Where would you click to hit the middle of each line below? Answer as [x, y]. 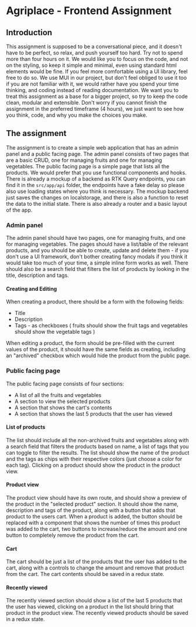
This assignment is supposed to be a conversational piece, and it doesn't [94, 46]
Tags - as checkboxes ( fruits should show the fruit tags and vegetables [101, 326]
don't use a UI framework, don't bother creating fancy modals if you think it [97, 257]
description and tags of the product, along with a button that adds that [91, 510]
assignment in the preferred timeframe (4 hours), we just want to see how [95, 109]
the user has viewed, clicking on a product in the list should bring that [90, 607]
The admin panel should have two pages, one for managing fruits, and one [96, 238]
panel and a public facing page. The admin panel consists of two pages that [97, 154]
